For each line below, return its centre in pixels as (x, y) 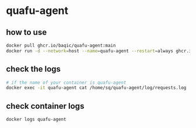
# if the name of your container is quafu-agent (66, 83)
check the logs (34, 69)
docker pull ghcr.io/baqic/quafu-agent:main (61, 45)
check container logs (45, 106)
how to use (27, 32)
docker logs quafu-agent (36, 120)
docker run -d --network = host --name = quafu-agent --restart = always (90, 51)
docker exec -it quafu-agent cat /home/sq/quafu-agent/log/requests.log (96, 88)
